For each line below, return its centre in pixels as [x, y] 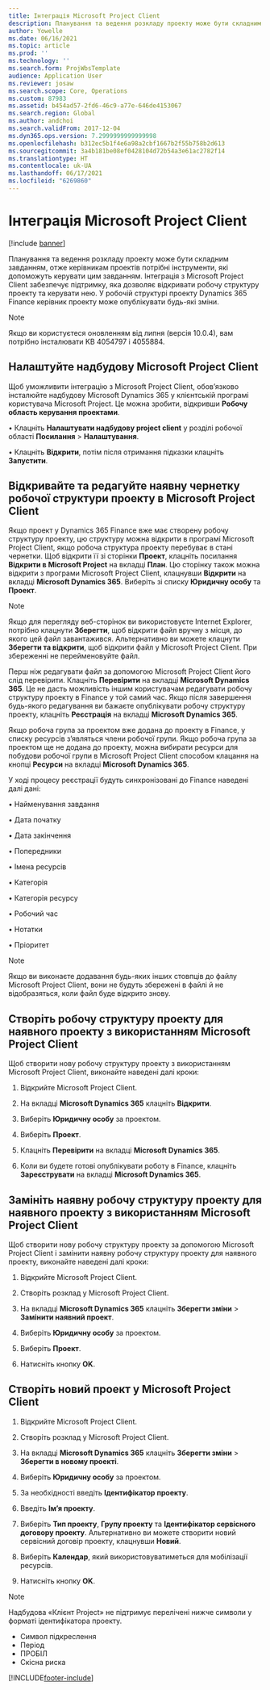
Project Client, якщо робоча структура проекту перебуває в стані [121, 548]
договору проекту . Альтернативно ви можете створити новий [128, 1532]
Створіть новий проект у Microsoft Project [120, 1389]
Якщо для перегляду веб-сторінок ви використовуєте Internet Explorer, [130, 621]
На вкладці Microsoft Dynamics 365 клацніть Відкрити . [116, 1103]
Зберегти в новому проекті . [69, 1461]
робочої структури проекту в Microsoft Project [132, 498]
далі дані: [25, 789]
